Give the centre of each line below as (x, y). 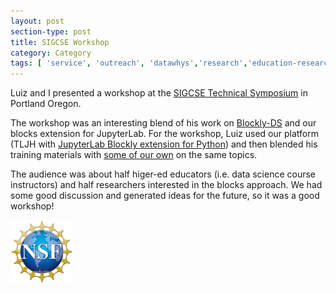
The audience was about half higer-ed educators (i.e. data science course (163, 174)
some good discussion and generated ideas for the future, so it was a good (165, 196)
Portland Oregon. (46, 104)
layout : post (37, 21)
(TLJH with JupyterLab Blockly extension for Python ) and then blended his (164, 144)
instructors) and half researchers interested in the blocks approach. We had (166, 185)
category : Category (51, 53)
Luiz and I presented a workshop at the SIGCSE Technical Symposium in (159, 93)
